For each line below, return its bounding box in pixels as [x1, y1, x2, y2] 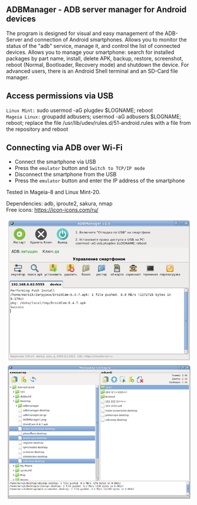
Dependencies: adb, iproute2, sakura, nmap [6, 200, 113, 207]
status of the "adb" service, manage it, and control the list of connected [6, 42, 180, 49]
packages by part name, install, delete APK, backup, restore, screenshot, [6, 54, 183, 62]
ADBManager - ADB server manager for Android [6, 5, 187, 15]
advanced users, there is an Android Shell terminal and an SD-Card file [6, 67, 178, 75]
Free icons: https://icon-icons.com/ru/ [6, 207, 98, 214]
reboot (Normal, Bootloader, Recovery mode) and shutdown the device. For [6, 61, 189, 68]
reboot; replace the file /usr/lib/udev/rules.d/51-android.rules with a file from [6, 119, 191, 126]
